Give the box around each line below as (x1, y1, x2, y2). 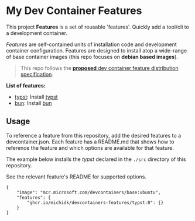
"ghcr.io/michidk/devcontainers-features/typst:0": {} (27, 199, 164, 205)
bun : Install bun (14, 99, 52, 106)
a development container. (6, 29, 68, 36)
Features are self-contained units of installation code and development (6, 41, 177, 48)
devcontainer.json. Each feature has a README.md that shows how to (6, 138, 175, 145)
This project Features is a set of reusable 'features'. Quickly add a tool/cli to (6, 23, 189, 30)
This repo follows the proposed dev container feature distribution (20, 64, 179, 71)
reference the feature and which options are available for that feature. (6, 144, 175, 151)
